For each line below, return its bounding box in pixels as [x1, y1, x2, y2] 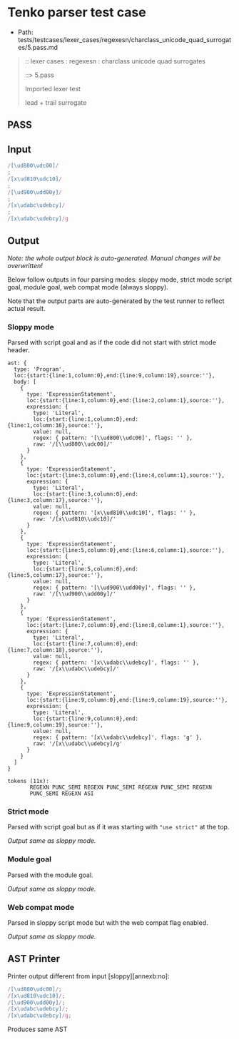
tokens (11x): [7, 778, 50, 785]
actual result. [7, 304, 46, 312]
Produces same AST [7, 1025, 68, 1034]
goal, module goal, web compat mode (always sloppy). [7, 282, 169, 291]
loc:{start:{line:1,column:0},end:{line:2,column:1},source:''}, [26, 397, 225, 404]
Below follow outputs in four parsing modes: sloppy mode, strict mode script [7, 275, 233, 284]
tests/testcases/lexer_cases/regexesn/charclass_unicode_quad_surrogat [17, 35, 232, 43]
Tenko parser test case [7, 4, 146, 21]
